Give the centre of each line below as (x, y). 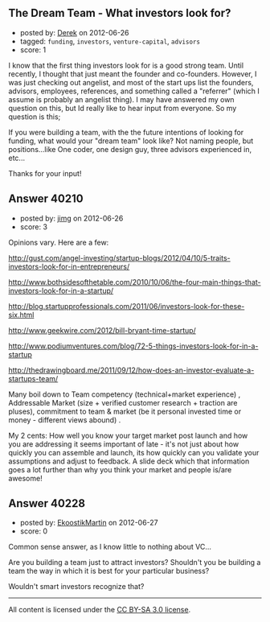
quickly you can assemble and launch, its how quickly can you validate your (134, 452)
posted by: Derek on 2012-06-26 (74, 32)
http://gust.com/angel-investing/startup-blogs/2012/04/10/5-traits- (119, 257)
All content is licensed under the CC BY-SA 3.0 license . (100, 610)
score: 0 (34, 531)
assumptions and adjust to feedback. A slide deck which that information (129, 461)
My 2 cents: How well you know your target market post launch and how (128, 435)
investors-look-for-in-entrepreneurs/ (69, 266)
